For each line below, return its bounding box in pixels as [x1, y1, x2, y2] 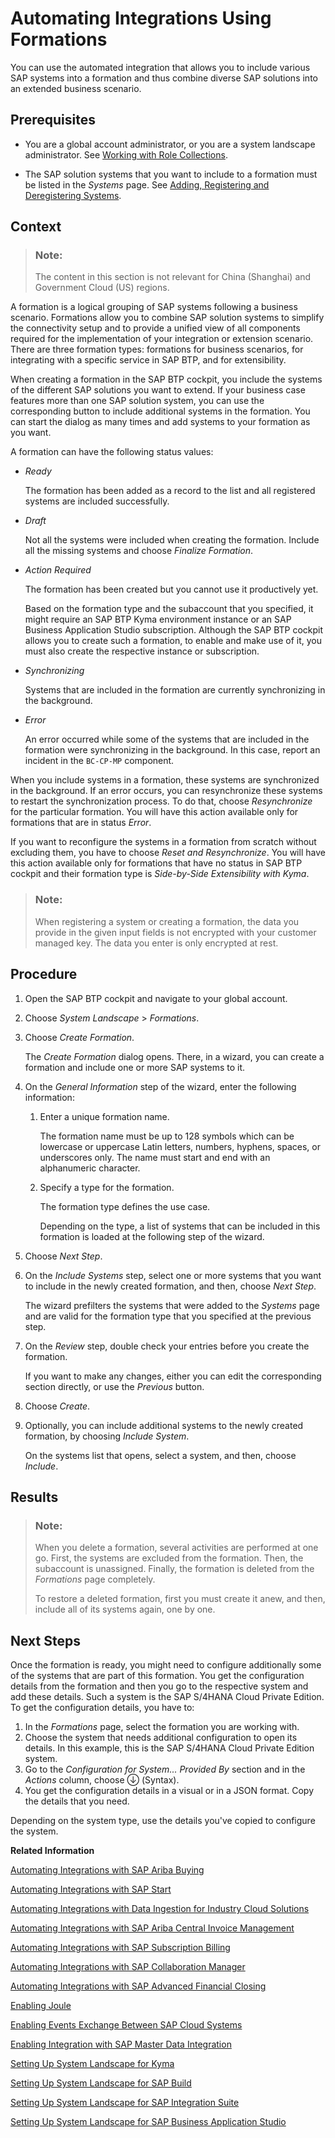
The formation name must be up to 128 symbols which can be [39, 1130, 295, 1142]
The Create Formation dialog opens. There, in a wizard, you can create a [24, 1050, 325, 1062]
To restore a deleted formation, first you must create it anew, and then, [34, 1593, 326, 1605]
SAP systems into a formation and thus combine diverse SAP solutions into [10, 72, 318, 84]
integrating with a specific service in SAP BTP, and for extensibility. [10, 354, 287, 366]
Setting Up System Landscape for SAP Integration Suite [10, 2097, 240, 2109]
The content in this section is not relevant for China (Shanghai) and [34, 271, 312, 283]
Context [10, 218, 62, 236]
